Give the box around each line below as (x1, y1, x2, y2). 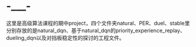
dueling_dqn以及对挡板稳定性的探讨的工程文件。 (6, 34, 125, 41)
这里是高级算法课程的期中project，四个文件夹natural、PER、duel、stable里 (6, 19, 190, 26)
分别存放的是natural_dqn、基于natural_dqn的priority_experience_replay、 (6, 26, 186, 34)
